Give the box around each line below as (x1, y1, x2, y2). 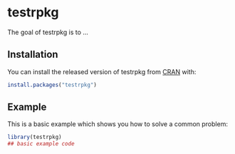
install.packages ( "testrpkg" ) (7, 81, 98, 88)
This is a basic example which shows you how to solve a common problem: (7, 120, 228, 128)
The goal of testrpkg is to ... (7, 28, 89, 36)
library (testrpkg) (7, 133, 62, 141)
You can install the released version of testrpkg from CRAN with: (7, 67, 197, 76)
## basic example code (7, 140, 75, 148)
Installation (7, 48, 58, 61)
